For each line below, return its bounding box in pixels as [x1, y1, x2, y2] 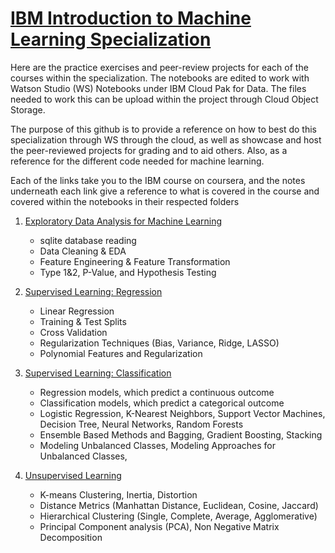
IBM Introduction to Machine [10, 7, 252, 30]
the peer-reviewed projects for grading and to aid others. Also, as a [10, 144, 288, 156]
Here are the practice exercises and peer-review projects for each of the [10, 61, 309, 73]
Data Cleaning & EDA [39, 245, 127, 257]
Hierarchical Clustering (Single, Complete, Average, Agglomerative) [39, 510, 318, 522]
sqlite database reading [39, 234, 137, 246]
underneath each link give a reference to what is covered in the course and [10, 185, 320, 197]
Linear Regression [39, 305, 115, 317]
